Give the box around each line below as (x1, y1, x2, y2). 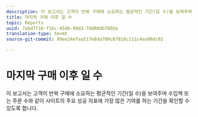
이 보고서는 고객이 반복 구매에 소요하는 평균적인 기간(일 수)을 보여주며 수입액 (6, 90, 183, 97)
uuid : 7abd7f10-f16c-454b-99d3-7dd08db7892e (6, 25, 118, 31)
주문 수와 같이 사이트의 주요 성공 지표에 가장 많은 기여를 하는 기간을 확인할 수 (12, 97, 190, 104)
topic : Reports (6, 20, 44, 26)
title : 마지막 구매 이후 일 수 (6, 14, 73, 20)
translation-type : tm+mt (6, 31, 68, 37)
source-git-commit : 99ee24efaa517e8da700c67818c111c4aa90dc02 (6, 36, 164, 42)
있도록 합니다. (6, 105, 39, 112)
